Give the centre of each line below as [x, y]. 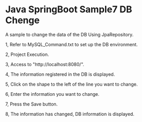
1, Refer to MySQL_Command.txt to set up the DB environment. [72, 44]
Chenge [23, 20]
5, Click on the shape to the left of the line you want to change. [72, 84]
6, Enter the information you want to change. [52, 94]
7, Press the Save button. [32, 104]
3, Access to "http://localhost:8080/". [45, 64]
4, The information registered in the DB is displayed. [60, 74]
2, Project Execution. [27, 54]
